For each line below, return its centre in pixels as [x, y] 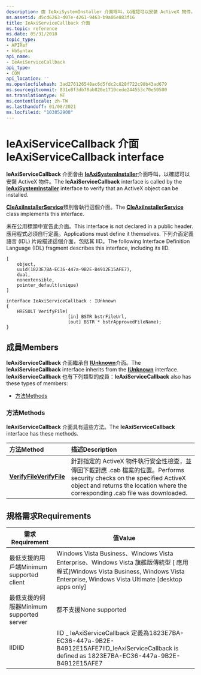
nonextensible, [36, 280]
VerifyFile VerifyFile [37, 476]
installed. [17, 195]
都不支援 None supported [92, 610]
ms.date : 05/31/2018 [32, 34]
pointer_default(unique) [48, 286]
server [19, 622]
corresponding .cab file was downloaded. [129, 493]
